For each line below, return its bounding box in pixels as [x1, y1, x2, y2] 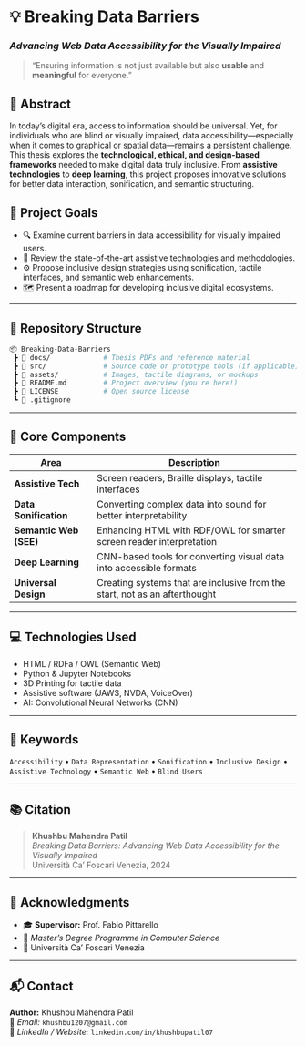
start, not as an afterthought [97, 588, 217, 600]
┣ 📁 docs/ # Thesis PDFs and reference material [13, 353, 250, 362]
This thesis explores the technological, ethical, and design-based [9, 149, 260, 160]
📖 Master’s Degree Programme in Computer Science [22, 932, 220, 944]
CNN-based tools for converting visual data [97, 549, 285, 562]
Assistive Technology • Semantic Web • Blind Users [9, 765, 203, 776]
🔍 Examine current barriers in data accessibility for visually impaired [22, 230, 280, 241]
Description [168, 456, 220, 468]
